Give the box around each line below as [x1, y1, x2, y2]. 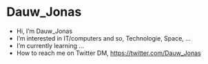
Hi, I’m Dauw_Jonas [16, 27, 73, 35]
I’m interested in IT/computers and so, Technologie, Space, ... [16, 34, 191, 42]
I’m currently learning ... [16, 41, 84, 50]
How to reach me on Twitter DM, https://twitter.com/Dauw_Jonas [16, 49, 201, 57]
